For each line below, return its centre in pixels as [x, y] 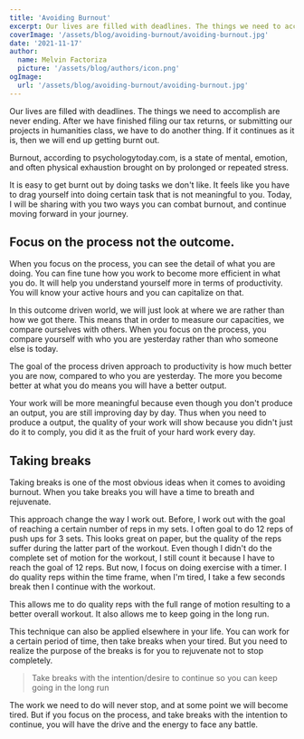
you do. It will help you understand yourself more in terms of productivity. [146, 283]
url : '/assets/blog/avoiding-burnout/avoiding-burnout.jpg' [133, 85]
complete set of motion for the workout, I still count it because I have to [142, 558]
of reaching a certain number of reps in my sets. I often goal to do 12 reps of [152, 529]
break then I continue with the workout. [82, 587]
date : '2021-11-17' [46, 43]
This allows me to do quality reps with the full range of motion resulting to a [150, 605]
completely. [31, 661]
